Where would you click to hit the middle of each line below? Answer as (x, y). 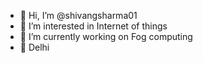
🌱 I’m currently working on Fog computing (106, 36)
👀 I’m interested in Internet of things (93, 26)
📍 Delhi (34, 47)
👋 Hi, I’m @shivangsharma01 (78, 15)
